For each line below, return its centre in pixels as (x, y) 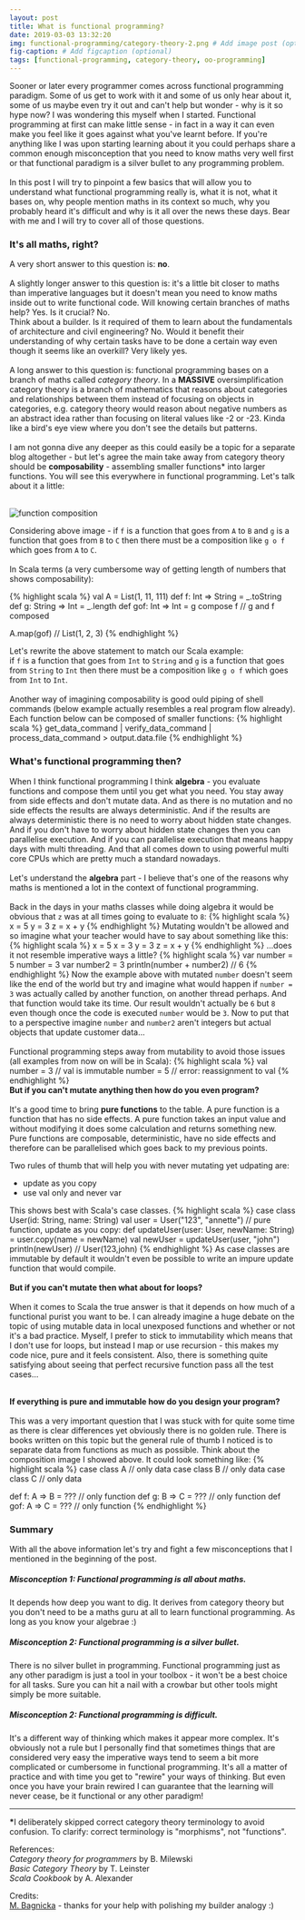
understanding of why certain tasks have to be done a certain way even (143, 341)
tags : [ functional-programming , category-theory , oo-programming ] (138, 60)
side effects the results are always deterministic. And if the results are (140, 810)
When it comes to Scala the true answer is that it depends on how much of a (152, 1306)
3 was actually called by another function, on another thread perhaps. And (148, 993)
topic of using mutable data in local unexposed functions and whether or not (152, 1325)
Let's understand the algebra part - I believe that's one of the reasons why (149, 878)
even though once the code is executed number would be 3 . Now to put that (149, 1012)
